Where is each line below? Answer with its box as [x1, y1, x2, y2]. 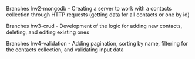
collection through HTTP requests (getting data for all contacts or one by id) [6, 11, 190, 18]
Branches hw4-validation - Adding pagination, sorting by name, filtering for [6, 40, 189, 47]
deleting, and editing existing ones [6, 29, 89, 36]
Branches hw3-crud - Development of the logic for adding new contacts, [6, 23, 183, 29]
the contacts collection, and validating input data [6, 46, 125, 53]
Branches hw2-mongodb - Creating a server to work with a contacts [6, 5, 172, 12]
